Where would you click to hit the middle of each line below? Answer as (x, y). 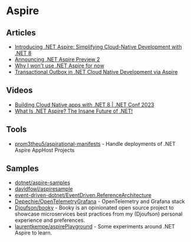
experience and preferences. (50, 220)
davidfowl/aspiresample (44, 189)
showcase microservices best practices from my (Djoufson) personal (98, 214)
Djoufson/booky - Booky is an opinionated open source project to (94, 208)
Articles (21, 33)
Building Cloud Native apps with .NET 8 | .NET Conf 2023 (84, 104)
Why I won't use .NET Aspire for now (59, 66)
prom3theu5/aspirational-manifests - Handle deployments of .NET (95, 143)
